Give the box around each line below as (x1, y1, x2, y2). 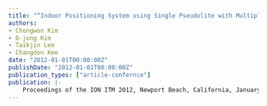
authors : (8, 19, 37, 27)
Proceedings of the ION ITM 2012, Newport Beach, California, (22, 85, 233, 94)
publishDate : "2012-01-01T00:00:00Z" (8, 64, 133, 72)
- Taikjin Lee (8, 41, 56, 49)
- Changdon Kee (8, 49, 59, 57)
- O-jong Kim (8, 33, 52, 42)
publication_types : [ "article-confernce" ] (8, 71, 151, 79)
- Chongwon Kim (8, 26, 59, 34)
